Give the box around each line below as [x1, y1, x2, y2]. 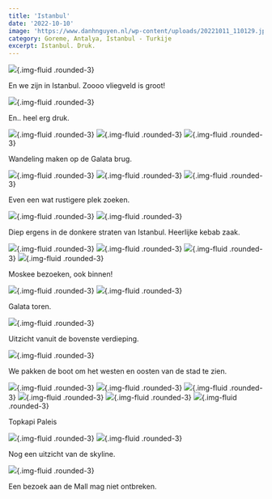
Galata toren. [8, 302, 52, 311]
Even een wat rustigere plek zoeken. [8, 195, 130, 205]
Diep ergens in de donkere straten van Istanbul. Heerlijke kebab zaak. [8, 227, 240, 237]
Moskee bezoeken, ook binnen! [8, 269, 113, 279]
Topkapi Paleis [8, 417, 57, 427]
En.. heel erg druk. [8, 113, 70, 123]
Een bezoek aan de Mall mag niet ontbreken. [8, 482, 157, 492]
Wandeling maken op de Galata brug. [8, 154, 132, 164]
